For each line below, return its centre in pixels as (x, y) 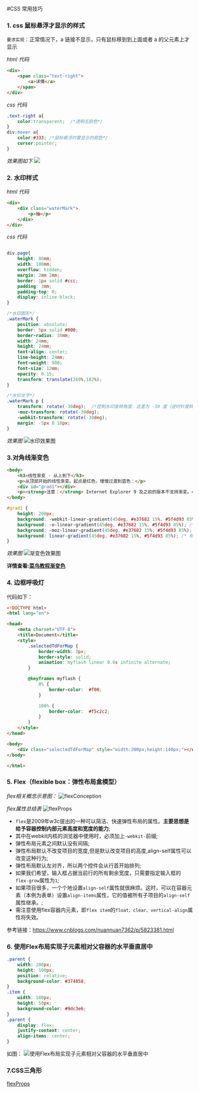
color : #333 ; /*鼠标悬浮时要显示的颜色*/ (63, 138)
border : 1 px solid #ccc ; (48, 281)
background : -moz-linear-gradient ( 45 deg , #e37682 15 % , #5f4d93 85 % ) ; (105, 530)
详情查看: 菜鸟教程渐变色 (36, 566)
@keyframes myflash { (55, 679)
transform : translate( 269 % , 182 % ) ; (60, 379)
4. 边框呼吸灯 (26, 583)
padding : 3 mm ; (35, 286)
